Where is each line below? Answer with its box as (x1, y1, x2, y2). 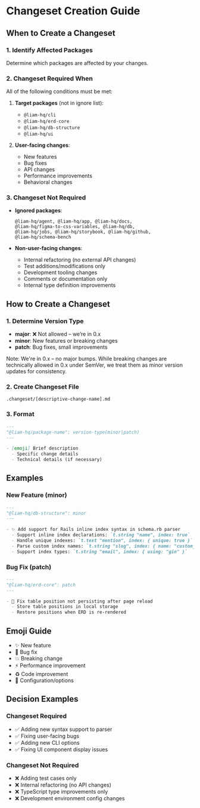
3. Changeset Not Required (6, 193, 86, 202)
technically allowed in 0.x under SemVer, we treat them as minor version (6, 361, 183, 368)
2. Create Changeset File (6, 383, 79, 391)
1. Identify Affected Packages (6, 46, 93, 54)
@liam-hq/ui (23, 131, 54, 137)
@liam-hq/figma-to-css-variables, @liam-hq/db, (14, 224, 135, 230)
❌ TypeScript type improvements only (14, 788, 108, 795)
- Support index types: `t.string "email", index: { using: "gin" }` (11, 548, 187, 555)
